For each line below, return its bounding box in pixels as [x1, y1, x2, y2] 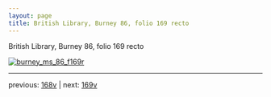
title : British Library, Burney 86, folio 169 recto [8, 19, 190, 27]
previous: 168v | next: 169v [8, 79, 98, 89]
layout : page [8, 11, 52, 20]
